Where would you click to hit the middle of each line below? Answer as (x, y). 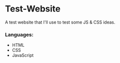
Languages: (19, 35)
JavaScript (23, 55)
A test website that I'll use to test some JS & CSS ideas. (60, 22)
